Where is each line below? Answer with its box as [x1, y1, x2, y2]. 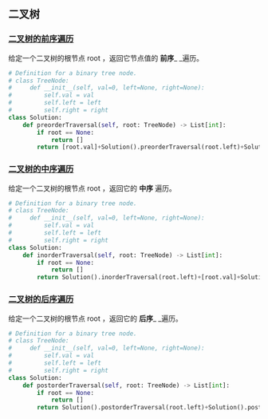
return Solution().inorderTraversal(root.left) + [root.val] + [37, 274, 241, 282]
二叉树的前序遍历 [8, 34, 74, 45]
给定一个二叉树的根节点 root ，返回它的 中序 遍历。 [8, 183, 177, 193]
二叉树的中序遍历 [8, 164, 74, 175]
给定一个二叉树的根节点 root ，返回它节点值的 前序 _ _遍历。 [8, 53, 203, 62]
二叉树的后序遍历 [8, 294, 74, 305]
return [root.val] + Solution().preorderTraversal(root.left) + [37, 143, 245, 152]
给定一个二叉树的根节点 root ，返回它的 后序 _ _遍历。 [8, 314, 183, 323]
